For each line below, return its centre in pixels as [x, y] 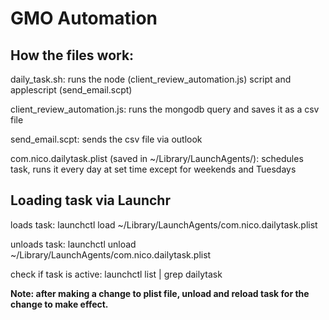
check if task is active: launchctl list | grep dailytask [116, 274]
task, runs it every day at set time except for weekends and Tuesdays [153, 169]
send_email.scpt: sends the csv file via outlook [106, 139]
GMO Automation [84, 18]
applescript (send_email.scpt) [71, 90]
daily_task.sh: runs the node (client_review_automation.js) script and [151, 79]
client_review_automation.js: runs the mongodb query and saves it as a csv [165, 109]
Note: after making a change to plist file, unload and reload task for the [160, 293]
